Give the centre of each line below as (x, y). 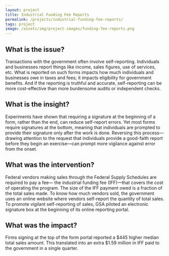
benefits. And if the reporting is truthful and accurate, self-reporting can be (83, 83)
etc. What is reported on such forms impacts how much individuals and (79, 72)
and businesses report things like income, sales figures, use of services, (80, 67)
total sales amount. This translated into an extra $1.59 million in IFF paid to (82, 243)
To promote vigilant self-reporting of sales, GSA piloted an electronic (77, 204)
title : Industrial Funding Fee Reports (47, 15)
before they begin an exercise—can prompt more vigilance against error (80, 143)
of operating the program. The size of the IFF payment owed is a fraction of (84, 188)
